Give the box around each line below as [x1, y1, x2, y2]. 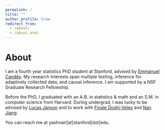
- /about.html [9, 30, 39, 35]
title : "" [5, 12, 26, 17]
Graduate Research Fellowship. [5, 84, 69, 90]
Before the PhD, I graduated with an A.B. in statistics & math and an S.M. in [5, 94, 159, 100]
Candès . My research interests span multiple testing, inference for [5, 73, 141, 80]
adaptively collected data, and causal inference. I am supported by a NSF [5, 79, 156, 85]
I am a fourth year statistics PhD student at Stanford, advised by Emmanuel [5, 68, 160, 74]
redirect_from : [5, 21, 37, 26]
